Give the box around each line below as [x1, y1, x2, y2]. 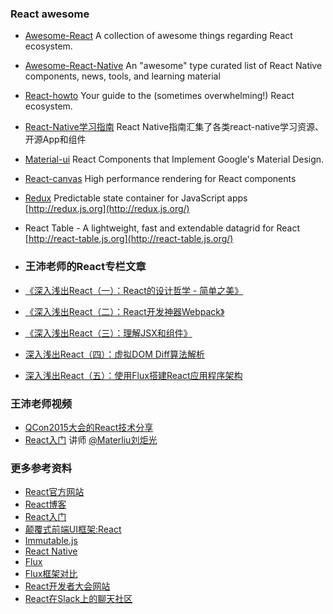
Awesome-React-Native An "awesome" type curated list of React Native [24, 60, 323, 72]
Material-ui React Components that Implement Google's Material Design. [24, 153, 325, 166]
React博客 [24, 498, 67, 511]
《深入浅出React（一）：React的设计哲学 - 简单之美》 [24, 284, 244, 296]
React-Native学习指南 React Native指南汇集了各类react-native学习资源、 [24, 121, 325, 133]
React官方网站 [24, 486, 85, 498]
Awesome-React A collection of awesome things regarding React [24, 30, 293, 42]
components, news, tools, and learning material [24, 70, 221, 82]
